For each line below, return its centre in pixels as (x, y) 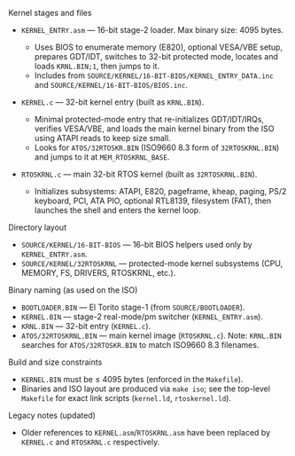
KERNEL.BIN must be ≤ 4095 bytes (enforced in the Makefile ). (132, 379)
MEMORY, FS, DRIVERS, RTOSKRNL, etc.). (98, 273)
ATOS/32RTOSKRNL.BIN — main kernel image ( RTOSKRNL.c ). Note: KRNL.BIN (151, 335)
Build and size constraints (55, 362)
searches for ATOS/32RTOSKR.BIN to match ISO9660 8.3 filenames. (140, 345)
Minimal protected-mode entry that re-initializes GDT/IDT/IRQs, (149, 119)
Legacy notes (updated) (52, 415)
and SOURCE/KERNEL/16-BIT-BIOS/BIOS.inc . (111, 85)
